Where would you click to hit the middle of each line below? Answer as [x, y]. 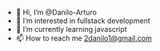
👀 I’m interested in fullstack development [83, 21]
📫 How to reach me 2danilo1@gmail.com [84, 38]
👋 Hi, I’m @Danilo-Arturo [56, 12]
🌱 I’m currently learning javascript [71, 29]
